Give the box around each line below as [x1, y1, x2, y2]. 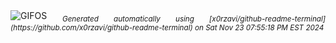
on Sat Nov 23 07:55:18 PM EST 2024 [194, 22, 325, 33]
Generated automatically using [61, 14, 195, 24]
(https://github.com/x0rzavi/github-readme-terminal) [10, 22, 193, 33]
